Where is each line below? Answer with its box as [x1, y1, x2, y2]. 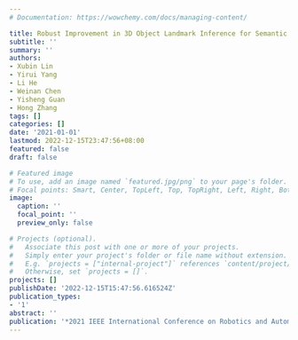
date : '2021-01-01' [9, 128, 82, 138]
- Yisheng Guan [9, 95, 66, 104]
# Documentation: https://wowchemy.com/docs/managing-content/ [9, 12, 248, 22]
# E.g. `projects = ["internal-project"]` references [9, 259, 220, 268]
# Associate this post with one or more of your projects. [9, 242, 240, 251]
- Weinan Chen [9, 86, 62, 96]
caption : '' [17, 202, 62, 211]
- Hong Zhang [9, 103, 58, 112]
